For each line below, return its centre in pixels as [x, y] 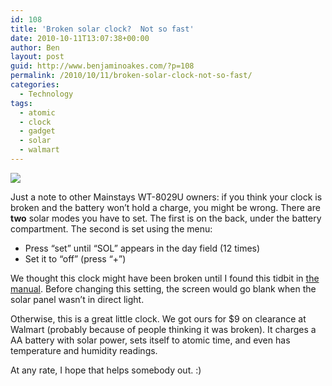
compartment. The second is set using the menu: [111, 228]
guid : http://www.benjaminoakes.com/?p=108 [102, 66]
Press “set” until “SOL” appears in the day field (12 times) [142, 248]
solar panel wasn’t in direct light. [77, 299]
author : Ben [35, 47]
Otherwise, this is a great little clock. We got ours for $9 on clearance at [158, 318]
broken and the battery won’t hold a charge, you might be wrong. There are [165, 207]
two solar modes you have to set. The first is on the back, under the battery [166, 218]
